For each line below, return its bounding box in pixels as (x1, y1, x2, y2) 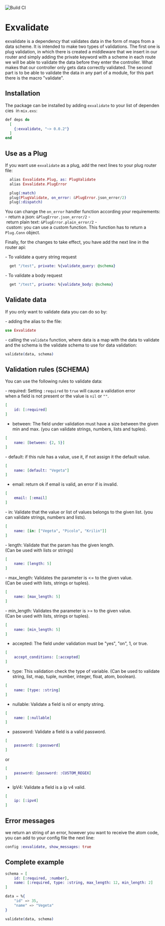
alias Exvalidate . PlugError (9, 182, 67, 187)
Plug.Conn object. (5, 230, 40, 235)
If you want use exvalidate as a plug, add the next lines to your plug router (5, 162, 157, 168)
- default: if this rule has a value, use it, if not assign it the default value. (5, 454, 150, 460)
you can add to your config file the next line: (5, 835, 95, 841)
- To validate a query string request (5, 254, 77, 260)
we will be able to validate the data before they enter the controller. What (5, 59, 153, 65)
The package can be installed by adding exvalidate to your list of (5, 102, 138, 108)
